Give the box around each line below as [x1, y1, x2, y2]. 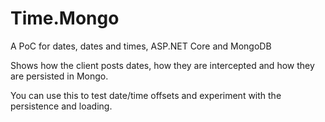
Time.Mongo [10, 7, 120, 30]
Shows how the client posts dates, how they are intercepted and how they [10, 59, 315, 71]
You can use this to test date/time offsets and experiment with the [10, 89, 282, 101]
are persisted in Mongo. [10, 70, 109, 82]
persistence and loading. [10, 100, 113, 112]
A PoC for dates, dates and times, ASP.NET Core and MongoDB [10, 40, 272, 52]
